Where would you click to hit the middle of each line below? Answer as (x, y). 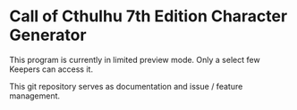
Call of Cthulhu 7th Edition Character (148, 16)
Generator (48, 35)
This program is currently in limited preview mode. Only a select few (135, 59)
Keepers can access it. (51, 69)
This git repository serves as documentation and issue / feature (126, 86)
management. (35, 96)
